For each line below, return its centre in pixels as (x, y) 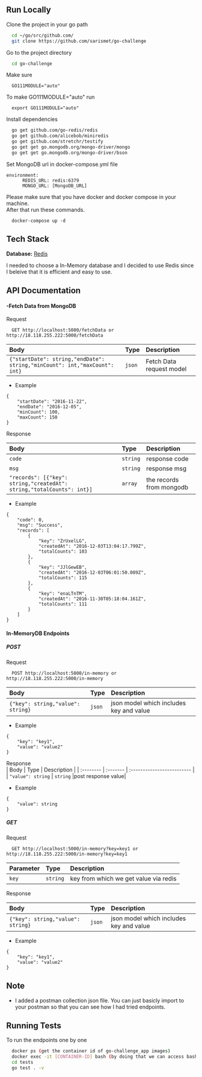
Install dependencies (32, 119)
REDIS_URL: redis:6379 (50, 180)
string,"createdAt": (38, 484)
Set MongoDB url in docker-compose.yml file (62, 164)
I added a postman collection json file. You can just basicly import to (99, 1000)
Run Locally (29, 10)
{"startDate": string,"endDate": (57, 359)
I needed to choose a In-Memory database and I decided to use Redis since (100, 265)
